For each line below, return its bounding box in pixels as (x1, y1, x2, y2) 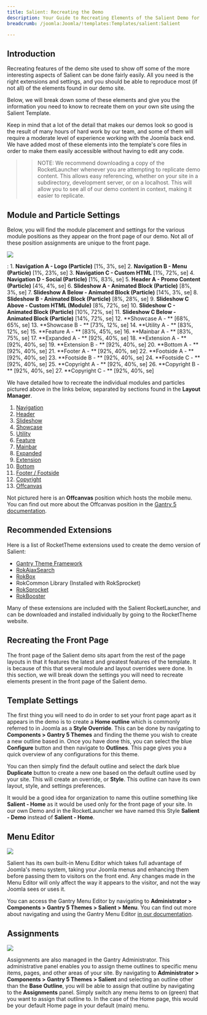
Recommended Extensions (7, 525, 112, 535)
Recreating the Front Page (7, 635, 109, 646)
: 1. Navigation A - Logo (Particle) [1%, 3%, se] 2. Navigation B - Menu (7, 262, 187, 270)
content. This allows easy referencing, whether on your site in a (37, 173, 198, 180)
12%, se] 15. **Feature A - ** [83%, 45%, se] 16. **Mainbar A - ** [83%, (7, 328, 193, 335)
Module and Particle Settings (7, 210, 120, 220)
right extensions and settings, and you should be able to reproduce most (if (7, 78, 198, 85)
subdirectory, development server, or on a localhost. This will (37, 179, 192, 186)
